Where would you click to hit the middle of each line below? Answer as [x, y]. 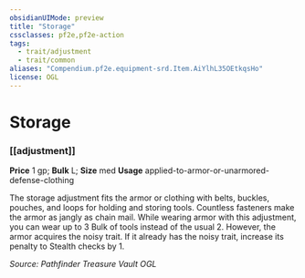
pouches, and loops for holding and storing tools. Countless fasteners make [152, 208]
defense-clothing [42, 180]
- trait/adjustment [55, 52]
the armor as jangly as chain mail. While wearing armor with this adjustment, [153, 217]
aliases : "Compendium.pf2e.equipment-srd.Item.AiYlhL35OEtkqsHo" [136, 69]
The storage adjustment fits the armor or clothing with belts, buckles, [139, 198]
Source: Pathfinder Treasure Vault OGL [83, 264]
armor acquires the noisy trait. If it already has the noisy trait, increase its [147, 237]
